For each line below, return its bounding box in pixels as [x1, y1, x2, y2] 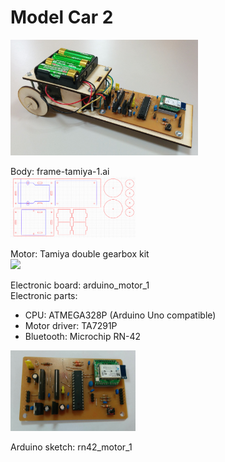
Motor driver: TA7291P [24, 320, 118, 332]
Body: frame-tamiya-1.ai [10, 165, 110, 177]
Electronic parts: [10, 290, 78, 302]
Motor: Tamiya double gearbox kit [10, 248, 150, 260]
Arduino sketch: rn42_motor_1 [10, 441, 133, 453]
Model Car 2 [10, 6, 114, 29]
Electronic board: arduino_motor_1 [10, 279, 150, 291]
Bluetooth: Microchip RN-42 [24, 331, 142, 343]
